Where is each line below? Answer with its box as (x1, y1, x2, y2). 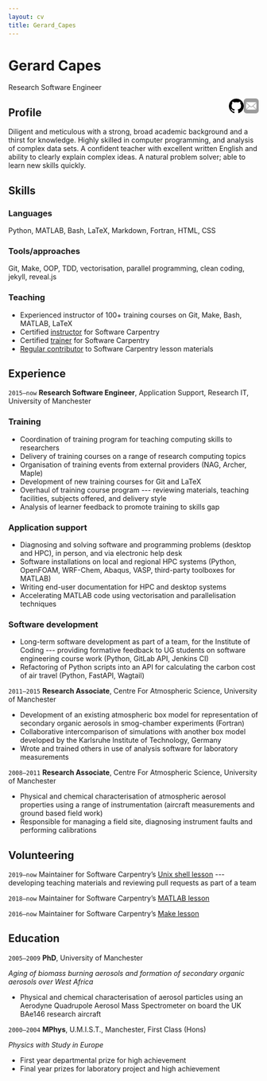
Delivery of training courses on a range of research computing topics (19, 451, 246, 461)
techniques (19, 599, 57, 609)
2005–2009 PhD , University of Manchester (8, 953, 143, 962)
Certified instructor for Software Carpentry (19, 327, 161, 336)
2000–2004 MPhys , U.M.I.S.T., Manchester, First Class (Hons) (8, 1025, 207, 1034)
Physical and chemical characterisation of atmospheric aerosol (19, 791, 226, 801)
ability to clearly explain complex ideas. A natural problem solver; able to (8, 152, 246, 162)
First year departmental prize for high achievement (19, 1055, 187, 1065)
